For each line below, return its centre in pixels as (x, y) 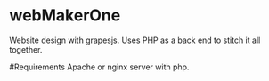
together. (26, 49)
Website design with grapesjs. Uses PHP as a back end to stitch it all (135, 40)
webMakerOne (65, 16)
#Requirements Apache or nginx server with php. (99, 67)
